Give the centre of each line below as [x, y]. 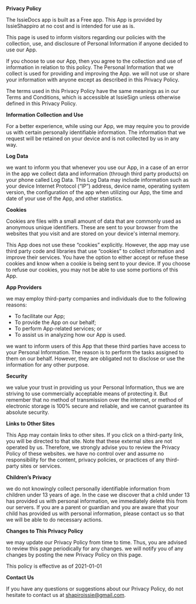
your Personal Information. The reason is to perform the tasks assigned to [95, 352]
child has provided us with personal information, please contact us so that [95, 513]
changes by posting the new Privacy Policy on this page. [74, 555]
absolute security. [28, 412]
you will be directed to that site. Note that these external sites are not [89, 441]
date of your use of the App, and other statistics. [64, 199]
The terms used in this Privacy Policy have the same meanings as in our [93, 91]
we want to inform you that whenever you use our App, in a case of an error [97, 167]
